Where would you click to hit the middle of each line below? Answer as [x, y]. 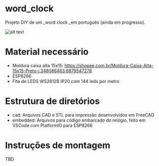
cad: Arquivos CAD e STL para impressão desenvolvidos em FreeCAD [83, 115]
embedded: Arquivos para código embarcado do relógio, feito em [79, 120]
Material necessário [47, 52]
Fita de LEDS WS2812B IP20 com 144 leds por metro [66, 81]
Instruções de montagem [58, 145]
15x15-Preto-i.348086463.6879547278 [52, 71]
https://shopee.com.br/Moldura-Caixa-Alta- [109, 65]
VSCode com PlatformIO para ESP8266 [52, 125]
